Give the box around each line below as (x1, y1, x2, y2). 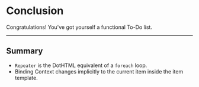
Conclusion (6, 4, 64, 18)
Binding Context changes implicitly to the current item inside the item (14, 68, 184, 75)
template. (14, 74, 38, 81)
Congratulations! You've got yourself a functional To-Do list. (6, 24, 153, 31)
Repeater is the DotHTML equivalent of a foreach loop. (14, 62, 147, 69)
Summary (6, 46, 43, 56)
